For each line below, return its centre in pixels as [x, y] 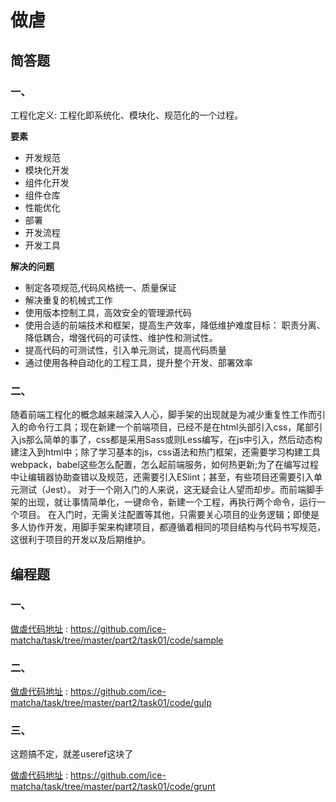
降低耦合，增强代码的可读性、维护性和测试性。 [121, 337]
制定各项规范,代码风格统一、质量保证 [100, 287]
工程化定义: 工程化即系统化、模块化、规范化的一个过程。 [126, 115]
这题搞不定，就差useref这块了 [72, 754]
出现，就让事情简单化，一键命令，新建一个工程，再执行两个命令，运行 [172, 502]
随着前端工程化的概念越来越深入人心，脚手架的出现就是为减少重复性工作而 [163, 415]
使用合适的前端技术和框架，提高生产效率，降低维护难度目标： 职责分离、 [175, 325]
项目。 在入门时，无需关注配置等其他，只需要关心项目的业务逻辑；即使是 [169, 515]
